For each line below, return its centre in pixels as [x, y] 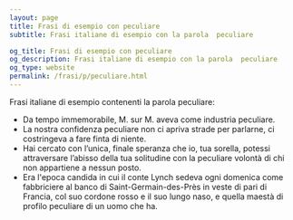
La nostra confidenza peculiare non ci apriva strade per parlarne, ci [148, 129]
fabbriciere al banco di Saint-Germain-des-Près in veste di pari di [145, 187]
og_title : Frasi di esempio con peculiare [91, 51]
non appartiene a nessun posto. [82, 167]
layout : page [34, 18]
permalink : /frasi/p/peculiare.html [78, 77]
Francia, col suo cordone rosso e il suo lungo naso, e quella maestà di [153, 196]
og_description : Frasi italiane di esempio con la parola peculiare [144, 60]
